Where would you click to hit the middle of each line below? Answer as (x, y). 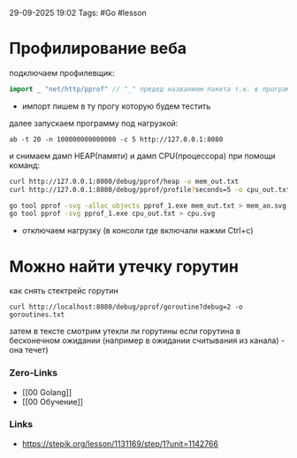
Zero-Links (34, 373)
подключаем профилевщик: (62, 73)
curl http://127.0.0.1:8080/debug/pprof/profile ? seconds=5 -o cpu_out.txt (150, 189)
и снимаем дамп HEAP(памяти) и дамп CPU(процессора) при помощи (142, 156)
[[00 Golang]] (47, 392)
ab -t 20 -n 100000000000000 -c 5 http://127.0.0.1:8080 (116, 139)
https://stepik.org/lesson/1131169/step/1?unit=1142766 (120, 443)
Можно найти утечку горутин (124, 267)
